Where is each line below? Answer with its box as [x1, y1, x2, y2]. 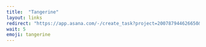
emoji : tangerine [6, 32, 51, 38]
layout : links [6, 15, 43, 21]
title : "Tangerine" [6, 9, 59, 15]
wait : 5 [6, 26, 26, 32]
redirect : [6, 20, 32, 26]
